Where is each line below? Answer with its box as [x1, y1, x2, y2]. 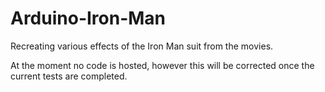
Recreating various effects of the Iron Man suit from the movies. [10, 40, 274, 52]
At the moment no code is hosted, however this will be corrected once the [10, 59, 315, 71]
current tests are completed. [10, 70, 128, 82]
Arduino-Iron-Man [10, 7, 167, 30]
